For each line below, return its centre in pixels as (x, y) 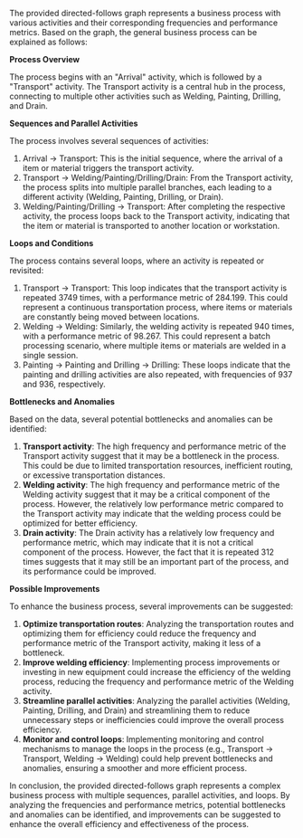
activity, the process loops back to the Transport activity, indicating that (156, 216)
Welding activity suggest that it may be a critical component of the (146, 494)
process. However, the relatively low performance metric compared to (153, 504)
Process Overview (45, 59)
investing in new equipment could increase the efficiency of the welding (156, 672)
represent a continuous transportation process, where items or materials (157, 307)
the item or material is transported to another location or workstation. (151, 226)
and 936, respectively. (64, 384)
